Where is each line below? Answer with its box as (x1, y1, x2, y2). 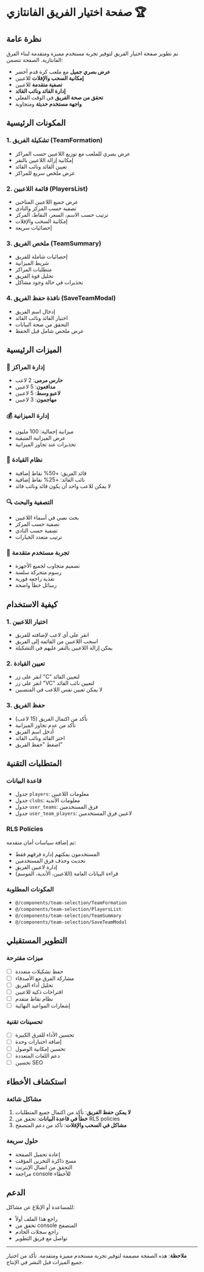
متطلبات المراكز (15, 266, 52, 273)
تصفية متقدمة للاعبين (15, 81, 63, 88)
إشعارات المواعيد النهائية (15, 1002, 71, 1009)
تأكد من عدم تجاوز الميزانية (15, 721, 76, 729)
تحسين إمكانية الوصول (15, 1045, 66, 1052)
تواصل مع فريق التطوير (15, 1234, 68, 1242)
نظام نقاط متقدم (15, 995, 53, 1002)
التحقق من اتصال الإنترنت (15, 1163, 73, 1171)
